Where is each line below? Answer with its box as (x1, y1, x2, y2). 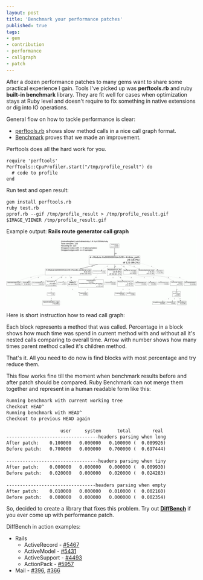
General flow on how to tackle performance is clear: (6, 115, 136, 123)
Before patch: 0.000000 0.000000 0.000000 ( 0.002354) (6, 494, 166, 500)
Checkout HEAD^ (6, 404, 45, 410)
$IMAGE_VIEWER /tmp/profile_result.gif (6, 217, 107, 223)
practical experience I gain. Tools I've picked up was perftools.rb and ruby (6, 85, 193, 92)
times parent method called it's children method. (6, 342, 127, 350)
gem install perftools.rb (6, 199, 71, 205)
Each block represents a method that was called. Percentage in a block (6, 323, 183, 330)
